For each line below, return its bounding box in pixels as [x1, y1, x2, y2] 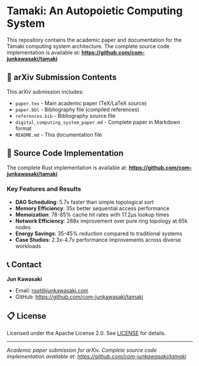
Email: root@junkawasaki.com [15, 287, 89, 294]
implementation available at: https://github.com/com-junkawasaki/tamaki [6, 353, 187, 360]
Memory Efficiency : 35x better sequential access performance [15, 204, 170, 211]
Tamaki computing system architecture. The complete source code [6, 43, 170, 50]
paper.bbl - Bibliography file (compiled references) [15, 105, 139, 113]
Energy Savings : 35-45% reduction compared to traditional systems [15, 230, 182, 237]
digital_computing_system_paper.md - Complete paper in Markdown [15, 118, 181, 126]
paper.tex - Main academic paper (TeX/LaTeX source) [15, 99, 147, 107]
